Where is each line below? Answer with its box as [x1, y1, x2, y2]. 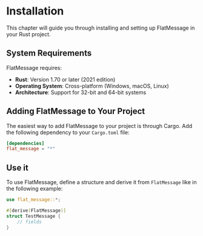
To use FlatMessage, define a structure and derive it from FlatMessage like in [6, 179, 197, 186]
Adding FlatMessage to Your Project [6, 106, 145, 116]
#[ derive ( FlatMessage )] [6, 208, 67, 214]
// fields [17, 218, 42, 225]
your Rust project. [6, 30, 51, 37]
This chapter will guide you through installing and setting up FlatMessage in [6, 24, 195, 31]
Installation [6, 4, 64, 18]
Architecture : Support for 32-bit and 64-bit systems [15, 89, 147, 96]
